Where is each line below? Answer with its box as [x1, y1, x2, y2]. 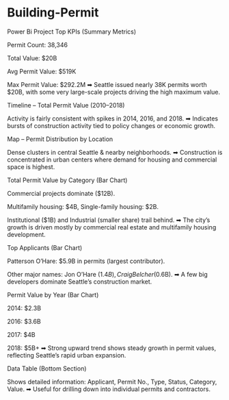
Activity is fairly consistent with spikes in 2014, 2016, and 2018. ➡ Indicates [7, 114, 219, 123]
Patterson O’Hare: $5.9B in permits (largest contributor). [7, 257, 165, 265]
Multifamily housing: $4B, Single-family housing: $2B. [7, 202, 159, 210]
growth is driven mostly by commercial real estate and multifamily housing [7, 223, 217, 231]
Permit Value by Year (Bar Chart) [7, 290, 99, 299]
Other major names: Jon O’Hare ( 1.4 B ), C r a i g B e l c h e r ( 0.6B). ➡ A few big [7, 270, 208, 278]
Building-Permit [7, 5, 99, 21]
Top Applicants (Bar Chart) [7, 243, 83, 251]
